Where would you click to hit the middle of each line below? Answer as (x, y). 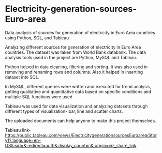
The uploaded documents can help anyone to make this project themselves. (81, 121)
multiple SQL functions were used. (39, 97)
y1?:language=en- (23, 140)
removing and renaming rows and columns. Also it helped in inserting (74, 72)
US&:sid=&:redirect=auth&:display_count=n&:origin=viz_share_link (71, 145)
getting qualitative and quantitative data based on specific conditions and (78, 92)
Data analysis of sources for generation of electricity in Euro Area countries (80, 32)
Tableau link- (18, 130)
